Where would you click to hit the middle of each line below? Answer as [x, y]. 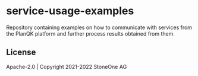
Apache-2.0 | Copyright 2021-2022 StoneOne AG [67, 66]
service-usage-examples [70, 11]
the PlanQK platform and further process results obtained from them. [91, 33]
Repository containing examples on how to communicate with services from [99, 27]
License [21, 53]
